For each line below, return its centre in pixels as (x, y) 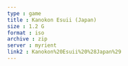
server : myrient (32, 45)
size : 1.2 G (26, 26)
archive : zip (28, 39)
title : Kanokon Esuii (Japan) (52, 20)
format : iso (26, 33)
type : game (24, 13)
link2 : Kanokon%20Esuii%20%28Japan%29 (64, 52)
